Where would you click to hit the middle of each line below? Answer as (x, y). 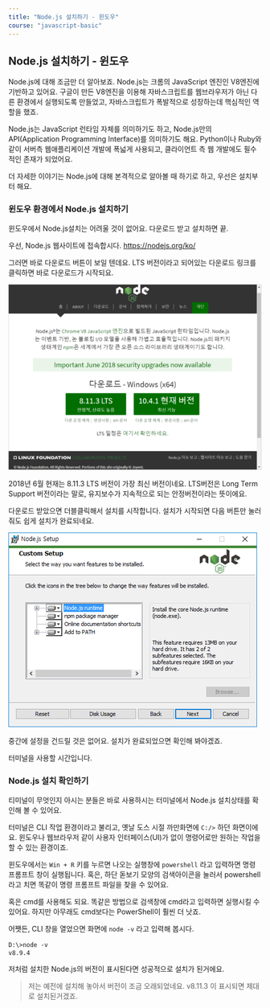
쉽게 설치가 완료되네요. (59, 521)
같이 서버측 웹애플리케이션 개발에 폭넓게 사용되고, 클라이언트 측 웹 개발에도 (125, 150)
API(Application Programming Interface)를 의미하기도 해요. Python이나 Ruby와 (135, 139)
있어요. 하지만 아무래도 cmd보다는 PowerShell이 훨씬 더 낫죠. (105, 912)
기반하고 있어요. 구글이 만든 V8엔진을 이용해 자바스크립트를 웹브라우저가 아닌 (129, 92)
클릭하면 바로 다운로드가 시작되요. (61, 272)
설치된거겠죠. (57, 996)
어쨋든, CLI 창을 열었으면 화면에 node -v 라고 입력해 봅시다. (101, 928)
